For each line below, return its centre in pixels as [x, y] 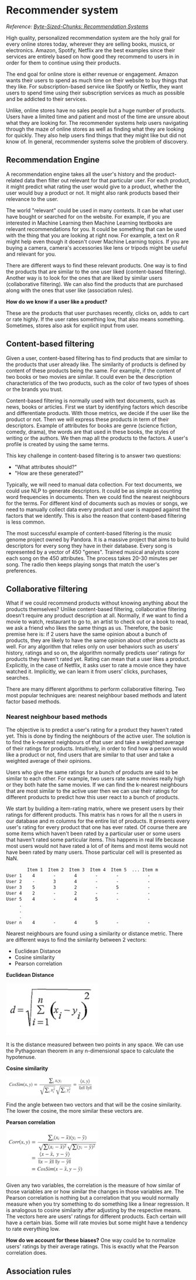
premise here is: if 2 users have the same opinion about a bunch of [87, 634]
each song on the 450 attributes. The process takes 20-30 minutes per [92, 558]
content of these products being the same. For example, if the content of [94, 371]
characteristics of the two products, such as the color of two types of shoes [97, 383]
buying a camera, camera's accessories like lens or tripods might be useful [97, 247]
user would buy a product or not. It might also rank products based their [93, 193]
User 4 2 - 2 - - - [78, 893]
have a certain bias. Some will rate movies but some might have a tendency [97, 1223]
